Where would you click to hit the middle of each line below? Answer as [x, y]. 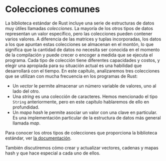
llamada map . [26, 123]
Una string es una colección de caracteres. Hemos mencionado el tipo [85, 96]
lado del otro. [26, 91]
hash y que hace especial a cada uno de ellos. [53, 153]
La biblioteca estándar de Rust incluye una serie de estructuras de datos [80, 23]
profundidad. [26, 107]
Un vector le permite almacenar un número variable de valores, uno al [84, 85]
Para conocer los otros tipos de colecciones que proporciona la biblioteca [81, 132]
